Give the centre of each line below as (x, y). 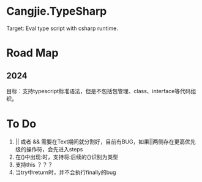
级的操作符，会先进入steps (49, 149)
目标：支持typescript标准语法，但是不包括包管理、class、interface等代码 (99, 91)
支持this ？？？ (34, 164)
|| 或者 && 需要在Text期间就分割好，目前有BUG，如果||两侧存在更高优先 (105, 142)
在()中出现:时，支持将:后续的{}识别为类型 (67, 157)
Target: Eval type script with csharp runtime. (62, 28)
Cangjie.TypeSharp (57, 11)
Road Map (33, 53)
